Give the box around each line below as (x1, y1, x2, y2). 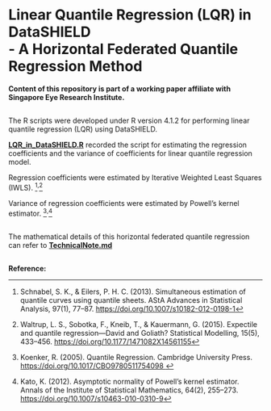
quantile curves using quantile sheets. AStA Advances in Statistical (19, 296, 243, 305)
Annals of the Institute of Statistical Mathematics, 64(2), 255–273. (19, 385, 239, 395)
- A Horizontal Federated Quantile (8, 40, 239, 58)
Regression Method (8, 57, 143, 76)
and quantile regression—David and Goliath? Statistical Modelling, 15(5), (19, 329, 260, 338)
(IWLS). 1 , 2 (8, 182, 43, 192)
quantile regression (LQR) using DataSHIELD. (8, 124, 157, 134)
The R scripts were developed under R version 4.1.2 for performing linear (8, 115, 250, 126)
